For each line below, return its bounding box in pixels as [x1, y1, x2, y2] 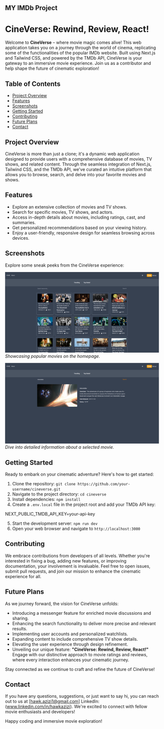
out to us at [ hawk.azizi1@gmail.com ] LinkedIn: [5, 698, 100, 705]
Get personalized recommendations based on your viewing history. [12, 225, 147, 230]
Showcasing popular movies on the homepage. [5, 353, 101, 359]
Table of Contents [5, 80, 61, 88]
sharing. [12, 615, 29, 621]
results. [12, 625, 28, 631]
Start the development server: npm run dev [12, 520, 98, 526]
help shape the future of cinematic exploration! [5, 65, 99, 71]
